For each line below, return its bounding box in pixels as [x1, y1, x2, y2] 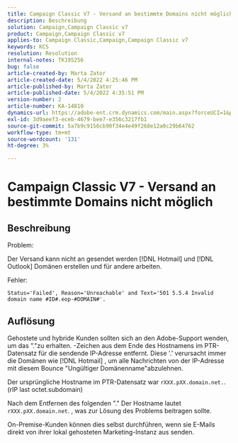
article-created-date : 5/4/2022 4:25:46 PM [7, 76, 138, 84]
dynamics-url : [7, 109, 50, 116]
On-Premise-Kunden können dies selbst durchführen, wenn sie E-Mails [7, 420, 215, 429]
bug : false [7, 63, 40, 70]
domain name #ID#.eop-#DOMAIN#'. [7, 296, 106, 303]
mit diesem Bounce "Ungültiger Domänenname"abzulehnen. [7, 364, 183, 372]
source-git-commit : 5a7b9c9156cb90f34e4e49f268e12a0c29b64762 [7, 122, 195, 130]
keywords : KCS [7, 43, 50, 50]
